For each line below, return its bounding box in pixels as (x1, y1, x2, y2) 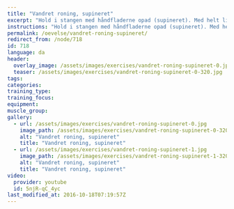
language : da (7, 49, 45, 56)
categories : (7, 82, 42, 88)
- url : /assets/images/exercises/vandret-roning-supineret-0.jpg (13, 120, 208, 127)
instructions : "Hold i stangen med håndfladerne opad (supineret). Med (7, 23, 219, 30)
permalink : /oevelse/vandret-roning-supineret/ (7, 29, 148, 37)
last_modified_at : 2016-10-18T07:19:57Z (7, 192, 127, 199)
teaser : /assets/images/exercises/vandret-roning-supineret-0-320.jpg (13, 68, 223, 75)
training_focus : (7, 95, 54, 102)
